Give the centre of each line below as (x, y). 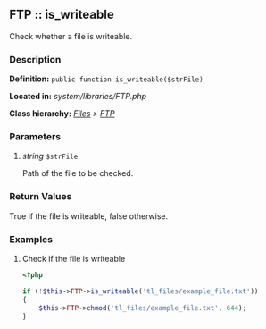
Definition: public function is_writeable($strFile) (106, 79)
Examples (31, 239)
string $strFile (50, 156)
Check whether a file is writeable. (71, 36)
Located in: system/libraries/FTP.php (78, 97)
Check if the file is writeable (74, 259)
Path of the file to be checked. (78, 173)
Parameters (35, 137)
